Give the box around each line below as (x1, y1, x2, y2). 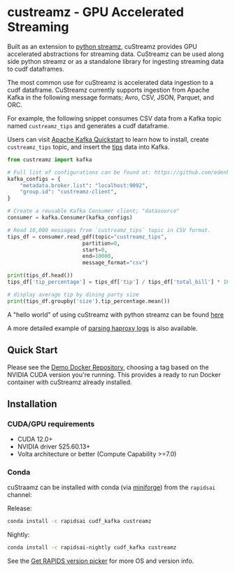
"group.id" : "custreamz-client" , (20, 189, 117, 196)
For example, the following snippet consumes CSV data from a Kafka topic (7, 114, 222, 123)
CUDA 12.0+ (17, 435, 53, 444)
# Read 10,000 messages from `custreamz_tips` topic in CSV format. (7, 226, 211, 233)
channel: (7, 491, 33, 499)
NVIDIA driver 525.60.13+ (17, 442, 91, 451)
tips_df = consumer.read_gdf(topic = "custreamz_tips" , (7, 233, 168, 240)
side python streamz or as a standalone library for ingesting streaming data (7, 57, 225, 65)
